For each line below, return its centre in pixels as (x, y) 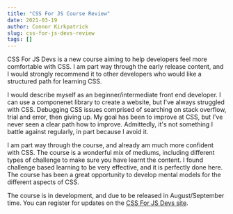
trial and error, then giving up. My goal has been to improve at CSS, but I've (115, 117)
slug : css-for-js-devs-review (51, 33)
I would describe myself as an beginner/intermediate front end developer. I (114, 95)
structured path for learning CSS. (55, 81)
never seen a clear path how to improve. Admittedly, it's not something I (110, 124)
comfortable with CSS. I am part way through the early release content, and (115, 67)
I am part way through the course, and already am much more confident (111, 145)
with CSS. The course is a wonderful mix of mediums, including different (111, 153)
